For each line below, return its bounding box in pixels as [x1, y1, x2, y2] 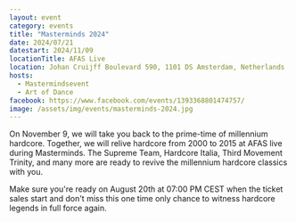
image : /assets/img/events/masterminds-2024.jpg [9, 104, 193, 113]
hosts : [9, 71, 34, 80]
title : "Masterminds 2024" [9, 29, 110, 38]
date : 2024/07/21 [9, 37, 74, 47]
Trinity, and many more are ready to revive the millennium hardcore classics [9, 157, 288, 168]
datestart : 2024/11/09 [9, 46, 94, 55]
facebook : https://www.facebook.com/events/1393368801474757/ [9, 95, 245, 105]
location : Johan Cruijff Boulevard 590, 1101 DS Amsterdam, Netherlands [9, 63, 285, 72]
